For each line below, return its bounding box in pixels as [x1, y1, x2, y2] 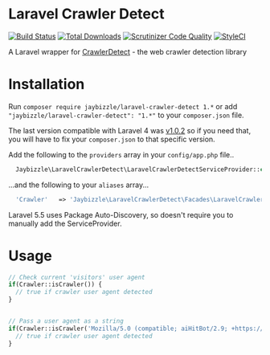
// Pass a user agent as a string [8, 317, 125, 325]
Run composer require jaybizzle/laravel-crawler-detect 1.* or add [8, 101, 238, 111]
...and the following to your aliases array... [8, 180, 149, 190]
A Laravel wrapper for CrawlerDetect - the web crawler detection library [8, 47, 247, 56]
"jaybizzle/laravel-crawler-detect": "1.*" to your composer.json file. [8, 110, 244, 120]
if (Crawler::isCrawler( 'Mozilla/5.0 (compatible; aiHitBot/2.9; [8, 324, 228, 333]
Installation [8, 75, 85, 93]
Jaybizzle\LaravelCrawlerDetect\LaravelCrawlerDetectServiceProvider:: [15, 165, 261, 173]
